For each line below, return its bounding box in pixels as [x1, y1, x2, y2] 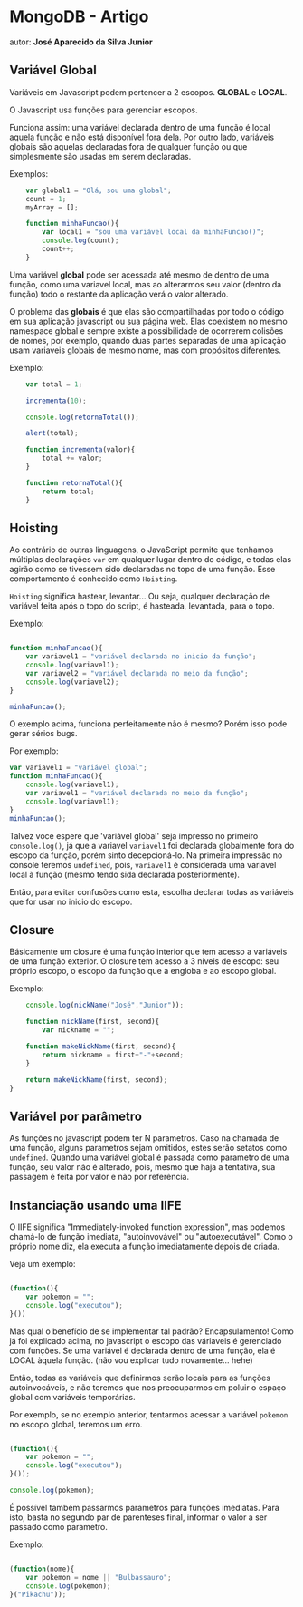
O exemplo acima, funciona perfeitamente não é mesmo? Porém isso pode [9, 718, 288, 729]
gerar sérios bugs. [9, 728, 79, 739]
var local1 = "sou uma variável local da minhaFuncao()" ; [42, 228, 265, 237]
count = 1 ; [25, 194, 67, 203]
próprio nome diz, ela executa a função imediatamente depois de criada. [9, 1241, 280, 1252]
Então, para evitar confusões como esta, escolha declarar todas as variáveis [9, 886, 294, 897]
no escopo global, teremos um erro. [9, 1418, 143, 1429]
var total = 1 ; [25, 379, 83, 389]
